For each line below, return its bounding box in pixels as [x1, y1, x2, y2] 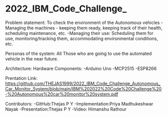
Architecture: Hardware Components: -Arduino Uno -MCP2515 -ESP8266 [5, 65, 157, 71]
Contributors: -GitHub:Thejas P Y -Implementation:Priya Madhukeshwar [5, 100, 153, 106]
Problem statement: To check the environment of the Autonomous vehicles [5, 19, 160, 25]
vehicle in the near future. [5, 55, 59, 61]
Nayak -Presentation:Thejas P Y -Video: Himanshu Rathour [5, 106, 127, 112]
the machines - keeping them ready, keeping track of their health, [27, 24, 162, 30]
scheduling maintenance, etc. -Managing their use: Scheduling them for [5, 30, 154, 36]
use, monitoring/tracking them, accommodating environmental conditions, [5, 35, 158, 41]
